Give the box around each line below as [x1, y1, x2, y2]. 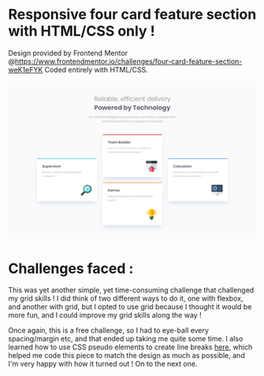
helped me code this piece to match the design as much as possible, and [8, 351, 246, 360]
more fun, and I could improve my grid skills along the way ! [8, 311, 203, 320]
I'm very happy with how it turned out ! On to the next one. [8, 359, 198, 369]
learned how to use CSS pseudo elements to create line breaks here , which [8, 342, 253, 352]
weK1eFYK [8, 65, 43, 74]
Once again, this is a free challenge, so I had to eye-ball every [8, 326, 209, 335]
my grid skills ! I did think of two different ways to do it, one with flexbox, [8, 293, 244, 304]
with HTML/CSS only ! [8, 22, 155, 40]
